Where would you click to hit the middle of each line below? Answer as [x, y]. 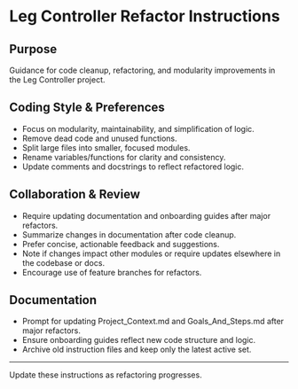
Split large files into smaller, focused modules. [106, 147]
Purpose [33, 49]
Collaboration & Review [74, 194]
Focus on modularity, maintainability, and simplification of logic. [138, 128]
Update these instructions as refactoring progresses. [106, 375]
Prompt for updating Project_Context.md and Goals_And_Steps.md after [153, 322]
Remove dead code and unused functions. [99, 138]
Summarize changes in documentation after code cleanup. [129, 234]
